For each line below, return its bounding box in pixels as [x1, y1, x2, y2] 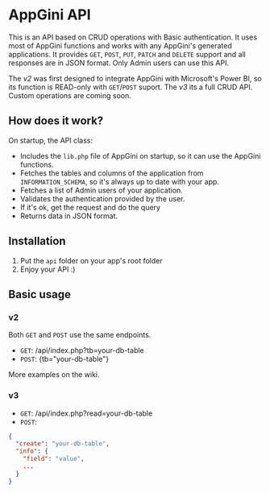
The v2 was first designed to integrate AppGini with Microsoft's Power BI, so [8, 73, 262, 83]
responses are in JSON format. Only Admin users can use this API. [8, 58, 230, 68]
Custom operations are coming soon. [8, 90, 131, 100]
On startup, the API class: [8, 135, 93, 145]
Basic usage [8, 288, 71, 301]
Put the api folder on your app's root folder [19, 255, 163, 265]
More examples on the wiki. [8, 370, 100, 379]
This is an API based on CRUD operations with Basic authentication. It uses [8, 32, 258, 42]
